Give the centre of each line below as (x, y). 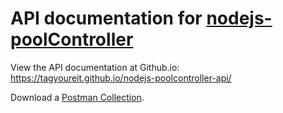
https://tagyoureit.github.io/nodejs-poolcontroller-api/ (121, 78)
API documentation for (106, 18)
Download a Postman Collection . (77, 97)
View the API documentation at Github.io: (95, 67)
